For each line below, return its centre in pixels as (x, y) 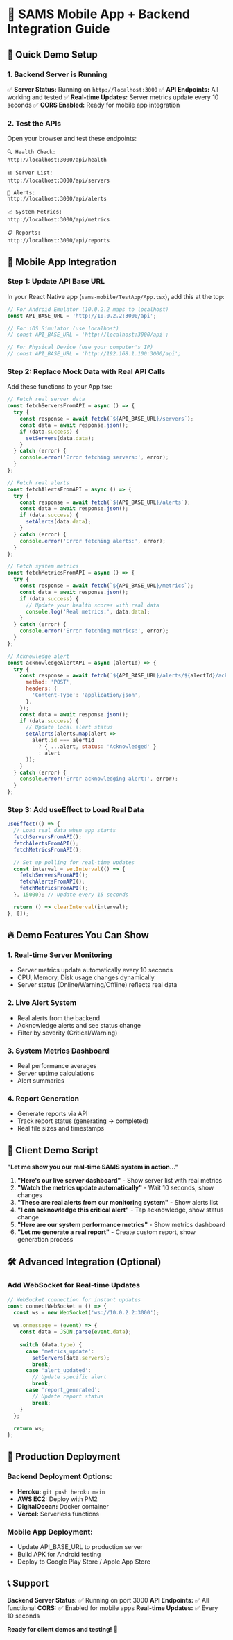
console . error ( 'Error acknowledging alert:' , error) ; (99, 779)
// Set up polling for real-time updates (74, 862)
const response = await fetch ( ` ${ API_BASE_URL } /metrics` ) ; (107, 586)
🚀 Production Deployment (64, 1457)
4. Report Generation (43, 1098)
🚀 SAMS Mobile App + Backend (99, 14)
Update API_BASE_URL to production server (80, 1547)
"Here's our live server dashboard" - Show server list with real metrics (120, 1181)
